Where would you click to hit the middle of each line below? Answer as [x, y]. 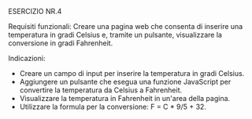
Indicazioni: [27, 58]
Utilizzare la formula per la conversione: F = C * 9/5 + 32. [113, 106]
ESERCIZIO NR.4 [35, 11]
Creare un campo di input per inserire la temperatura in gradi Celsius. [132, 73]
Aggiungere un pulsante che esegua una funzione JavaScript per [125, 82]
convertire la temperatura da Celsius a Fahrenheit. [101, 90]
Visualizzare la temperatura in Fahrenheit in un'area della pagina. [125, 98]
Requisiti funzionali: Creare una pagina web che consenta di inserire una [126, 26]
